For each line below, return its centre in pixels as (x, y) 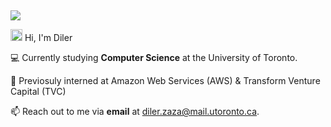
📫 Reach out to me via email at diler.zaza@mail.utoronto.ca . (135, 112)
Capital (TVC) (38, 92)
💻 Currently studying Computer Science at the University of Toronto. (154, 58)
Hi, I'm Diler (48, 38)
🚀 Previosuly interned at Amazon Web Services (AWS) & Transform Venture (165, 81)
